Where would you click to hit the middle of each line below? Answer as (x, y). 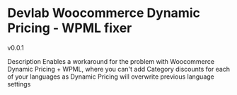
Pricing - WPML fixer (70, 28)
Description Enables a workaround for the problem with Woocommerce (111, 61)
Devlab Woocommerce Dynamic (104, 13)
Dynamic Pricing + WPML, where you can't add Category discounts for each (119, 69)
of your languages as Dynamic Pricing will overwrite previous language (111, 77)
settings (19, 84)
